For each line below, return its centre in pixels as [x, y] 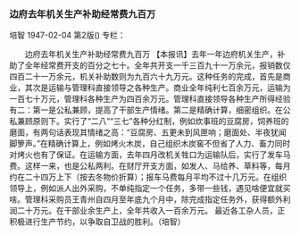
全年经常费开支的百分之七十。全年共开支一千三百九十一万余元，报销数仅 [158, 65]
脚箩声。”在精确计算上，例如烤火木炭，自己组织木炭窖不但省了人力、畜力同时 [150, 144]
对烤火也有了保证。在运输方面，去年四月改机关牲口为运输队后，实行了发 [142, 155]
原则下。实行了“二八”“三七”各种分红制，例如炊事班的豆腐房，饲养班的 [161, 122]
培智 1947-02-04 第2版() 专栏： [68, 35]
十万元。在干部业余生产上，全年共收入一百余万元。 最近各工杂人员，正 [155, 211]
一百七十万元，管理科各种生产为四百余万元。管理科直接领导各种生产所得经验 [150, 99]
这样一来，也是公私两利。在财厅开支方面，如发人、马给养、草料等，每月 [158, 166]
